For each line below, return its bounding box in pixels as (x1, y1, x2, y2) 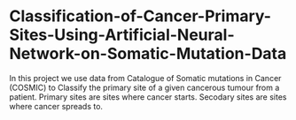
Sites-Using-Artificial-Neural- (9, 25, 235, 45)
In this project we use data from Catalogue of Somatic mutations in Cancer (9, 72, 282, 83)
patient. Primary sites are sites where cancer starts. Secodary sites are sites (9, 91, 287, 102)
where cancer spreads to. (9, 101, 104, 111)
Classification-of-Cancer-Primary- (9, 6, 272, 26)
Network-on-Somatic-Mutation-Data (9, 44, 287, 64)
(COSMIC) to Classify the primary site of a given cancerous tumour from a (9, 82, 280, 93)
